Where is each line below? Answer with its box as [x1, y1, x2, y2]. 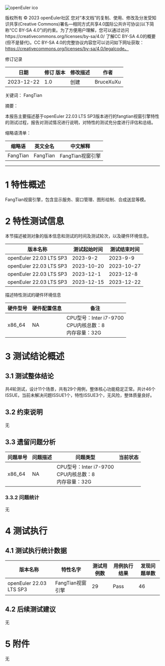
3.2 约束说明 [5, 408, 43, 417]
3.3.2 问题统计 [5, 494, 39, 501]
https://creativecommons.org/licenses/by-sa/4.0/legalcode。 [5, 46, 129, 51]
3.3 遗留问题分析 [5, 438, 56, 446]
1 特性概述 [5, 179, 46, 191]
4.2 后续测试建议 [5, 605, 56, 614]
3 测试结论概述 [5, 351, 65, 362]
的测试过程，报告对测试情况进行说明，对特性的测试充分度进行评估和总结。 [5, 119, 156, 125]
